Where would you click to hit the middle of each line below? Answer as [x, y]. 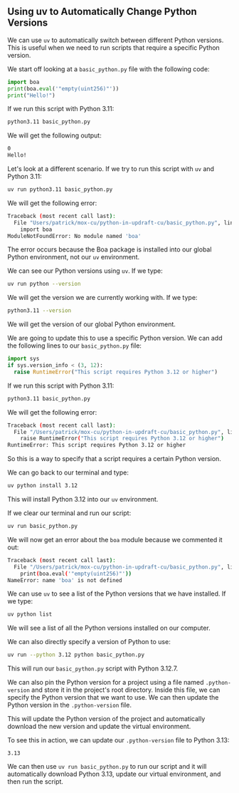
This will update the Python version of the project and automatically [106, 719]
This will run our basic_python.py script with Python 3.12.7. [93, 668]
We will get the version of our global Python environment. [92, 324]
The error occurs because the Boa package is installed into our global [110, 249]
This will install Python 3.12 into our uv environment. [83, 499]
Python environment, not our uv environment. [74, 257]
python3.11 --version [39, 311]
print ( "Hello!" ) [31, 95]
